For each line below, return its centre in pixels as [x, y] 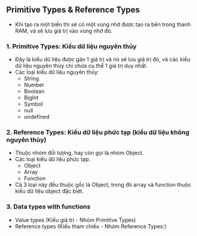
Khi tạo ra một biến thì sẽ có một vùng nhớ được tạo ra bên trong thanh [103, 24]
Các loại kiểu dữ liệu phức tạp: [53, 159]
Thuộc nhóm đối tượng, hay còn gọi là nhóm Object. [79, 153]
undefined [37, 117]
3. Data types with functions [48, 207]
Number [34, 85]
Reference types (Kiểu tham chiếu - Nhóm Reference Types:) [91, 226]
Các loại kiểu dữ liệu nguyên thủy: [57, 72]
